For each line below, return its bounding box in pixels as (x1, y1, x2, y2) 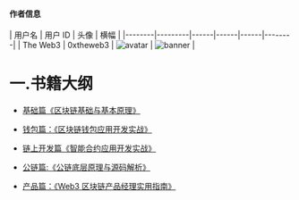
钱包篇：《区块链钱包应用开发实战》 (21, 124, 152, 135)
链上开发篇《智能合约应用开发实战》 (21, 143, 157, 154)
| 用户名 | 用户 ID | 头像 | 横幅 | (9, 29, 121, 40)
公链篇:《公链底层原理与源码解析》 (21, 162, 150, 173)
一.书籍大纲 (9, 74, 94, 94)
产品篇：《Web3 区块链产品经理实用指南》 (21, 181, 176, 192)
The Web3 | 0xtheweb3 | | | (21, 40, 195, 51)
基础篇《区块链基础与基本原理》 (21, 105, 141, 116)
